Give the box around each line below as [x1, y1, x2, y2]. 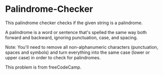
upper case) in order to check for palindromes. [5, 54, 101, 60]
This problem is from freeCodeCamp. [5, 64, 81, 70]
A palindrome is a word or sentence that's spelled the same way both [5, 29, 147, 35]
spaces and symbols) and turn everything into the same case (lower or [5, 49, 150, 55]
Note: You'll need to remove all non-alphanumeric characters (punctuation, [5, 44, 159, 50]
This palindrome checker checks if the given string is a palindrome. [5, 20, 143, 26]
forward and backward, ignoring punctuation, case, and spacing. [5, 35, 138, 40]
